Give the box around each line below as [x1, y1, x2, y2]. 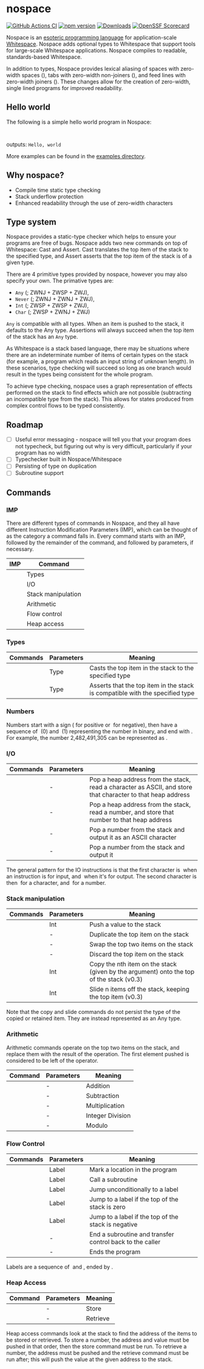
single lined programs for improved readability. [6, 84, 123, 91]
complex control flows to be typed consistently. [6, 402, 125, 409]
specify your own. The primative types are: [6, 277, 114, 284]
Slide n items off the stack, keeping [89, 985, 189, 994]
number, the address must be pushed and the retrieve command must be [6, 1350, 189, 1357]
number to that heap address [89, 815, 172, 824]
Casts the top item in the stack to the [89, 664, 194, 672]
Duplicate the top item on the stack [89, 931, 189, 939]
